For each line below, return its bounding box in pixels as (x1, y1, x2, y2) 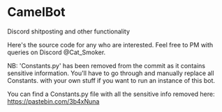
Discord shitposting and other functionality (7, 27, 131, 35)
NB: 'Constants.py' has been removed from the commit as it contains (7, 61, 206, 70)
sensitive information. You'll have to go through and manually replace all (7, 69, 214, 77)
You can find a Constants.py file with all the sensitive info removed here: (7, 90, 215, 98)
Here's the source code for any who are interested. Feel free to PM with (7, 40, 214, 49)
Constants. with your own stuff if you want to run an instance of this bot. (7, 76, 215, 84)
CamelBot (7, 4, 66, 20)
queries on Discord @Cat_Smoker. (7, 48, 106, 56)
